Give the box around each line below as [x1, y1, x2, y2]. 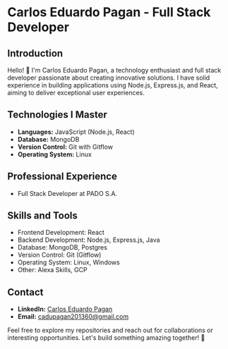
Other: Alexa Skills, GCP [17, 266, 88, 274]
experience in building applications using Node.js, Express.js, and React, [7, 81, 219, 89]
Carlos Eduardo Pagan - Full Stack [7, 4, 211, 20]
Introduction [7, 47, 64, 59]
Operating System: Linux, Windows [17, 258, 120, 267]
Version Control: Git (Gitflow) [17, 251, 102, 259]
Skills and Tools [7, 209, 78, 222]
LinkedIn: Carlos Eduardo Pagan [17, 305, 113, 314]
